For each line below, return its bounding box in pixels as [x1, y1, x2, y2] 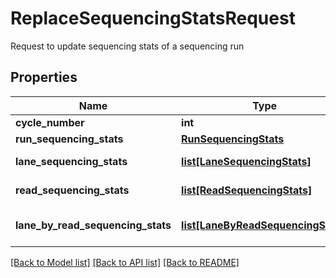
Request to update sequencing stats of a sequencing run [10, 40, 245, 52]
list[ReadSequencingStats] [181, 183, 313, 197]
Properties [10, 69, 78, 86]
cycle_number [15, 115, 85, 129]
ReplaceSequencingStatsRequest [10, 7, 296, 30]
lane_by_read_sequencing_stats [15, 218, 172, 232]
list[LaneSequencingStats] [181, 154, 312, 168]
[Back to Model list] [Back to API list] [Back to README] [10, 256, 240, 268]
